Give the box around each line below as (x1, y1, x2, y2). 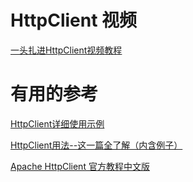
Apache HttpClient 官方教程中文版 (10, 160, 150, 172)
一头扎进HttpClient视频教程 (10, 44, 123, 56)
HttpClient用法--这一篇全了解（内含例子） (10, 139, 183, 151)
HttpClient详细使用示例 (10, 117, 105, 130)
